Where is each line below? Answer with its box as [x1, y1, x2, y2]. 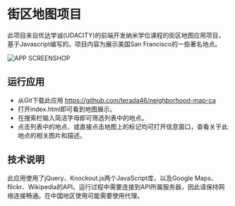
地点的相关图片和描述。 [17, 131, 86, 139]
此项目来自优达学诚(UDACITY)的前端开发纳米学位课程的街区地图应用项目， [7, 31, 225, 39]
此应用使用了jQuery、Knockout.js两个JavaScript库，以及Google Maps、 [7, 174, 217, 182]
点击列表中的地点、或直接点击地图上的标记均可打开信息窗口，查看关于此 [17, 122, 228, 131]
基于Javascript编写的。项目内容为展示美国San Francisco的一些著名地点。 [7, 39, 222, 48]
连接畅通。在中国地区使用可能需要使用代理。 [13, 191, 143, 200]
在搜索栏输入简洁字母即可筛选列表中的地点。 [17, 113, 148, 122]
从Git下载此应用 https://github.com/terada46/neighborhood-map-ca [17, 96, 217, 104]
